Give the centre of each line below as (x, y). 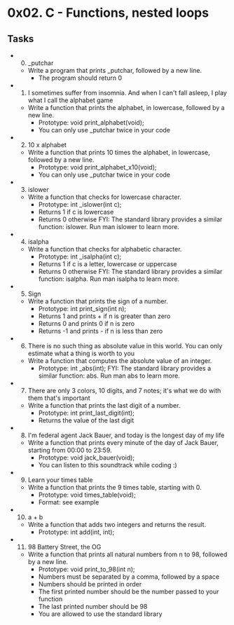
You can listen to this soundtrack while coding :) (108, 465)
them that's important (59, 398)
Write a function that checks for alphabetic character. (105, 249)
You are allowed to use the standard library (100, 614)
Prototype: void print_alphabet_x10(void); (97, 167)
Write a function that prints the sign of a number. (98, 301)
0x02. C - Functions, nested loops (108, 13)
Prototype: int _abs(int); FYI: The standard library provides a (125, 368)
